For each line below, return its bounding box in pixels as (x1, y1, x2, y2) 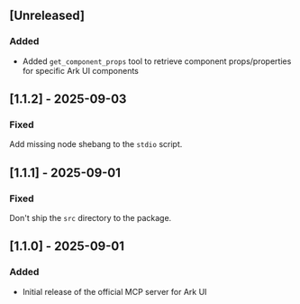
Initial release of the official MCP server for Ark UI (22, 286, 207, 297)
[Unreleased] (9, 8, 86, 23)
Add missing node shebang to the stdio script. (9, 139, 183, 150)
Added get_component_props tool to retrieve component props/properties (22, 55, 292, 67)
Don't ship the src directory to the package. (9, 213, 172, 224)
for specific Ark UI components (22, 65, 140, 76)
